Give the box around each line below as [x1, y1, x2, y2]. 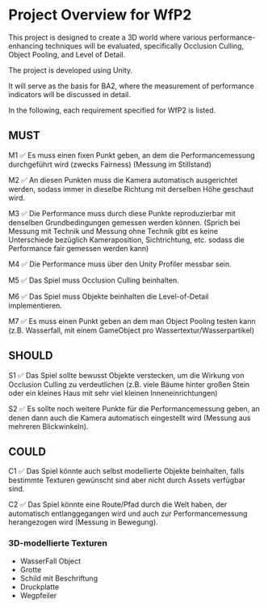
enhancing [8, 40, 44, 50]
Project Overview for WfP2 [8, 6, 192, 24]
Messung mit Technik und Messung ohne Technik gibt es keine [8, 226, 218, 236]
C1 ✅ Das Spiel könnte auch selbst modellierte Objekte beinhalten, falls [8, 466, 245, 476]
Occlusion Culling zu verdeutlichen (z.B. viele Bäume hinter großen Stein [8, 379, 250, 389]
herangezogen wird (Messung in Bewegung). [8, 517, 159, 527]
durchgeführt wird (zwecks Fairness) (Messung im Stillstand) [8, 159, 212, 169]
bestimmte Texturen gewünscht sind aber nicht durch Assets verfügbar [8, 475, 246, 485]
